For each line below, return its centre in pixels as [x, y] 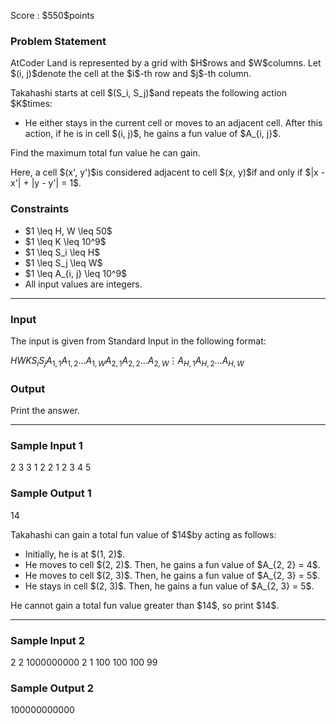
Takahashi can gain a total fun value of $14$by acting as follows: [143, 534]
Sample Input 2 [47, 640]
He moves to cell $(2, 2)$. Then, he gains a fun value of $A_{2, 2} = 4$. [172, 564]
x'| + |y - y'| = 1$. [46, 183]
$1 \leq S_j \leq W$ [63, 262]
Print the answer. [45, 410]
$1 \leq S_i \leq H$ [62, 252]
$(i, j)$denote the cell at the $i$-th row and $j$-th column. [131, 74]
